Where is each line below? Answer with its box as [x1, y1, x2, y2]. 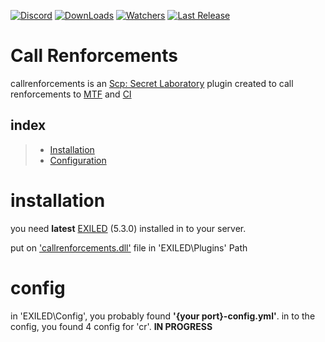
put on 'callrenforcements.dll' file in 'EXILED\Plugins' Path [10, 241, 248, 254]
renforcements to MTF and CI [10, 88, 132, 100]
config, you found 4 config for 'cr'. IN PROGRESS [10, 320, 213, 332]
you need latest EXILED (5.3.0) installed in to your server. [10, 222, 247, 234]
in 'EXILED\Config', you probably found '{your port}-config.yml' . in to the [10, 310, 316, 322]
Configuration [49, 154, 107, 166]
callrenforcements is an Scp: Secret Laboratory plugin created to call [10, 77, 294, 89]
